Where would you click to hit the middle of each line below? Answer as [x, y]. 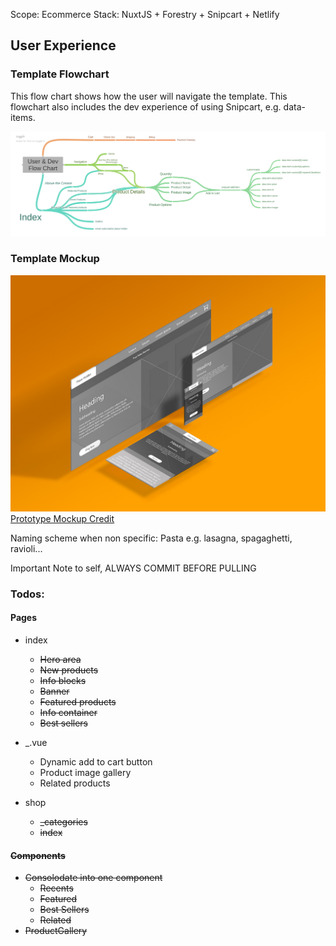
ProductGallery [56, 931]
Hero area [60, 659]
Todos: [27, 594]
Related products [75, 783]
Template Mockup [55, 259]
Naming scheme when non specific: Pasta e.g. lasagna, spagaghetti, [151, 538]
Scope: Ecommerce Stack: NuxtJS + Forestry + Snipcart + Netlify [145, 14]
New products [69, 670]
